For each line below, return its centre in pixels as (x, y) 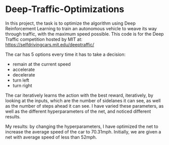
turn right (22, 85)
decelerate (24, 75)
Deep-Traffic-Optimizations (65, 9)
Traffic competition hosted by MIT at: (44, 39)
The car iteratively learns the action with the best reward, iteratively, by (79, 95)
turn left (21, 80)
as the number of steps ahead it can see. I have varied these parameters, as (85, 106)
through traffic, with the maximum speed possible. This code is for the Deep (85, 34)
